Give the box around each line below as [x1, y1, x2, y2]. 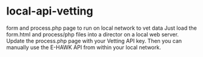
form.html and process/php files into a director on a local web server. [6, 30, 179, 38]
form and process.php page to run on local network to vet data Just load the [6, 24, 197, 32]
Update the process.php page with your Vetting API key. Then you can [6, 37, 182, 44]
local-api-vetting [6, 4, 93, 18]
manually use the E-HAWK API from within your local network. [6, 44, 162, 51]
